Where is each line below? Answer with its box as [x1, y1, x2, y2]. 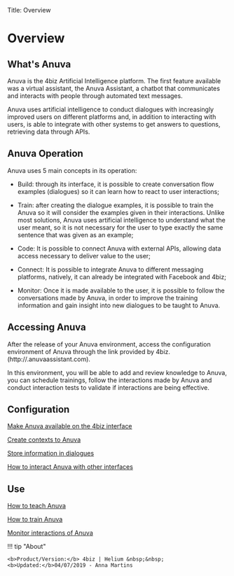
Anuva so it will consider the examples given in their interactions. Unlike [17, 208, 225, 216]
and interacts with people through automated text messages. [7, 92, 184, 100]
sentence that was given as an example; [17, 230, 134, 239]
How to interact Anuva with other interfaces [7, 463, 133, 471]
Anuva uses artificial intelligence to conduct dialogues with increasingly [7, 105, 214, 113]
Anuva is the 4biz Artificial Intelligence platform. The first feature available [7, 77, 221, 85]
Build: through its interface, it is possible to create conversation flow [17, 180, 214, 188]
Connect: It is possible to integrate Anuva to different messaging [17, 265, 204, 274]
